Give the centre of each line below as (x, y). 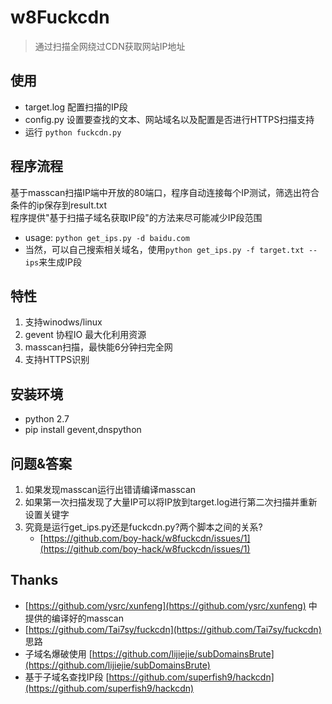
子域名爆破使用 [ (58, 653)
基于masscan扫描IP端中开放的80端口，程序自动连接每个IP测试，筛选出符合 (165, 192)
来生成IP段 (60, 262)
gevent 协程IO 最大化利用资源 (85, 335)
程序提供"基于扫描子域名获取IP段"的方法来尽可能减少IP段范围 (136, 217)
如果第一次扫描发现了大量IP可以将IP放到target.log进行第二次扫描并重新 (171, 502)
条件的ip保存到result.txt (59, 205)
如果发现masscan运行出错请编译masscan (110, 489)
